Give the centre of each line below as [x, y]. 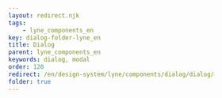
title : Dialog [32, 45]
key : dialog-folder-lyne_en [55, 38]
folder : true [30, 81]
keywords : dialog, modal [49, 60]
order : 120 [26, 67]
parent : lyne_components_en [55, 52]
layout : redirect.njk [44, 15]
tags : [17, 23]
